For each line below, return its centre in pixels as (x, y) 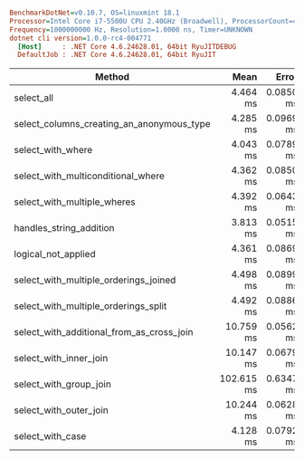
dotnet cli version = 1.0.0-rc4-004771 (81, 38)
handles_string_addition (64, 228)
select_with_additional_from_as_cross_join (104, 332)
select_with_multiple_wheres (75, 202)
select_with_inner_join (61, 359)
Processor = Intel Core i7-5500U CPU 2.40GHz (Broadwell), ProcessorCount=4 (153, 21)
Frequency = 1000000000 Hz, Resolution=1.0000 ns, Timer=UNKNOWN (131, 29)
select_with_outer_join (61, 410)
